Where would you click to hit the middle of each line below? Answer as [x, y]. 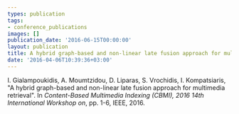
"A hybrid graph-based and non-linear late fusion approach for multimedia [116, 87]
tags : [15, 21]
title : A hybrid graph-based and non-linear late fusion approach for [114, 54]
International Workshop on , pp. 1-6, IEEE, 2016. [76, 103]
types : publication [36, 14]
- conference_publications [47, 27]
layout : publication [38, 47]
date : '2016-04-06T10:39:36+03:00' [60, 60]
